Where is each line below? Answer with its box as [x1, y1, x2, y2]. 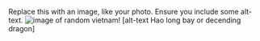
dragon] [8, 24, 36, 33]
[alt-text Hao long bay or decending [122, 15, 241, 25]
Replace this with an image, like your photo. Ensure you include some [8, 7, 240, 16]
